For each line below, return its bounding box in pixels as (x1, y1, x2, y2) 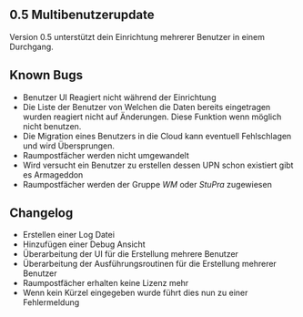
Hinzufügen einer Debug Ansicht (22, 239, 146, 250)
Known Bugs (9, 67, 84, 83)
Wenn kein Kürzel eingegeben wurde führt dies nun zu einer (22, 287, 248, 299)
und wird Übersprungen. (22, 140, 116, 151)
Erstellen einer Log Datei (22, 230, 116, 240)
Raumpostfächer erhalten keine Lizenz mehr (22, 278, 189, 289)
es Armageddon (22, 169, 84, 180)
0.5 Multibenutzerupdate (9, 7, 155, 23)
